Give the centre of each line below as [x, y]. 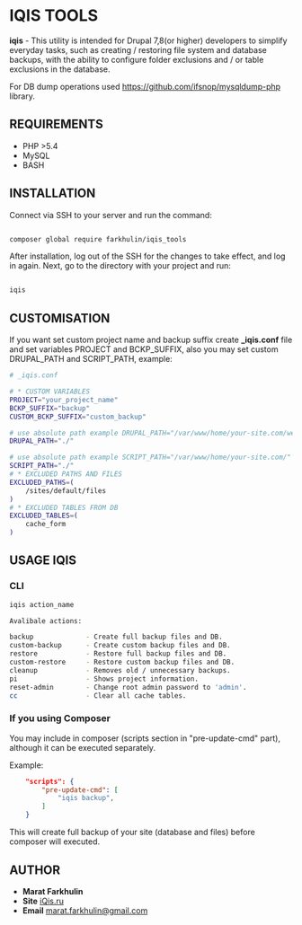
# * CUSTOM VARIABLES [50, 392]
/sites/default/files [66, 490]
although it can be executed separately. [82, 747]
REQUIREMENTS [56, 124]
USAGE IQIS [43, 561]
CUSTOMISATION [60, 318]
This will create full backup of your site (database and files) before [133, 832]
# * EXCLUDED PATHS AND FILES [66, 474]
